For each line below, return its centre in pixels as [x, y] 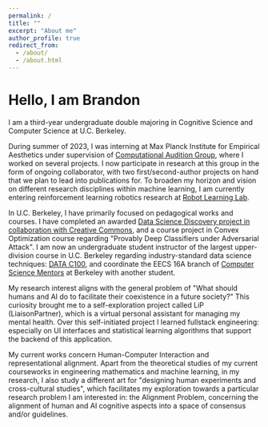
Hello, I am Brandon [74, 100]
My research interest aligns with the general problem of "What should [123, 288]
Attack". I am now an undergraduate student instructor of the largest [121, 247]
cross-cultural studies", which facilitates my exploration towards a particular [134, 389]
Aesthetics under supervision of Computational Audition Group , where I [126, 155]
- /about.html [39, 61]
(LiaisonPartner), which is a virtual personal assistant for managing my [124, 313]
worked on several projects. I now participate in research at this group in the [134, 163]
